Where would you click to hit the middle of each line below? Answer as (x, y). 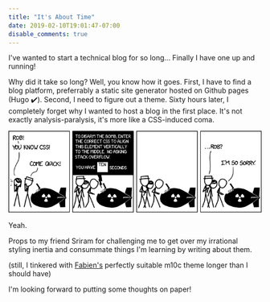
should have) (30, 274)
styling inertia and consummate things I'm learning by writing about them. (130, 250)
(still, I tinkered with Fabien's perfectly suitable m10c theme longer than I (128, 265)
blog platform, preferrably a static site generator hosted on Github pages (129, 91)
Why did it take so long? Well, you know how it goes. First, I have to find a (130, 82)
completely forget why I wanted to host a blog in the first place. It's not (125, 111)
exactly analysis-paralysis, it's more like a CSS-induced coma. (111, 120)
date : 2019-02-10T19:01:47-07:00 (64, 25)
